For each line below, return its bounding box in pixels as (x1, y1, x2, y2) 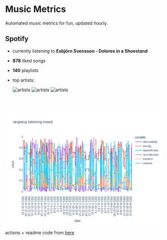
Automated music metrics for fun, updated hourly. (5, 20, 108, 26)
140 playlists (12, 67, 39, 73)
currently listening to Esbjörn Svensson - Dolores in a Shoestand (12, 48, 148, 54)
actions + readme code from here (5, 229, 74, 235)
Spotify (5, 35, 29, 43)
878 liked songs (12, 58, 46, 64)
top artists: (12, 77, 35, 83)
